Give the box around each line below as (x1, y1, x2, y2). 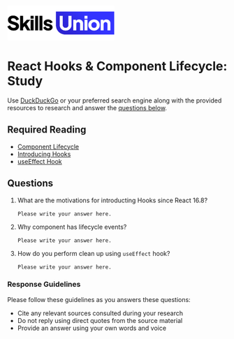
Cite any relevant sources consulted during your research (17, 309, 184, 317)
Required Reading (7, 124, 87, 136)
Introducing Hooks (17, 149, 71, 158)
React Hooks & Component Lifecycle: (7, 59, 228, 75)
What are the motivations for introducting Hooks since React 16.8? (17, 196, 208, 204)
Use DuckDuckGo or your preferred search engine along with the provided (7, 96, 222, 105)
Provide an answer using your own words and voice (17, 324, 166, 332)
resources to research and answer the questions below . (7, 103, 168, 112)
